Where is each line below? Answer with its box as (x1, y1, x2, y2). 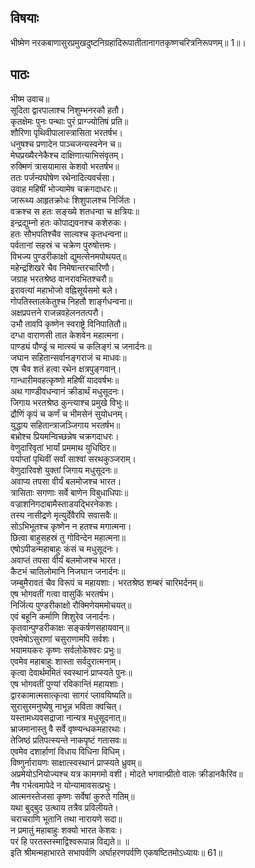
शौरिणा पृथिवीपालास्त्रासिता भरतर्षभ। (10, 126, 123, 138)
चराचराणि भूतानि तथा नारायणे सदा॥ (10, 812, 123, 825)
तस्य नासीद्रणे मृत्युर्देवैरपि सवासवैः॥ (10, 509, 118, 521)
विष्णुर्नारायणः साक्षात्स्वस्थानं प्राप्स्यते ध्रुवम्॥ (10, 756, 142, 768)
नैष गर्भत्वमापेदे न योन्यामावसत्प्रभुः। (10, 779, 117, 791)
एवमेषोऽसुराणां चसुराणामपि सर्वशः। (10, 632, 116, 645)
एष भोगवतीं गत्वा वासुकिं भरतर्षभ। (10, 587, 115, 600)
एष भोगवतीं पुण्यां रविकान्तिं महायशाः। (10, 677, 125, 690)
